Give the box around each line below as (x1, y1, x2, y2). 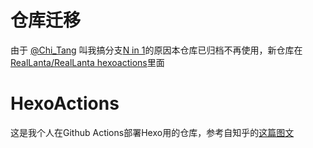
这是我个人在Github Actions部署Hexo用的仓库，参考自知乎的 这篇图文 (10, 126, 295, 138)
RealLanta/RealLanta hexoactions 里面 (10, 56, 165, 68)
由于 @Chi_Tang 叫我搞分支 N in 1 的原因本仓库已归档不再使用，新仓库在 (10, 44, 303, 56)
